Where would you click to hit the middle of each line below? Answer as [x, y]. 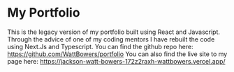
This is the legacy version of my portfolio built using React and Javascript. [114, 32]
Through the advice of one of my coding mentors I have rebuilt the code [111, 39]
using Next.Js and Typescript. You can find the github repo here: [100, 46]
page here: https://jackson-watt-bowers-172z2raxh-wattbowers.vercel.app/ [116, 61]
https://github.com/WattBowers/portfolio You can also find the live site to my [117, 54]
